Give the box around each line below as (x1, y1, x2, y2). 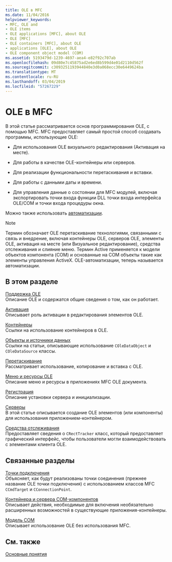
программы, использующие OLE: (5, 134, 79, 140)
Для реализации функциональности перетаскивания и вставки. (12, 169, 153, 175)
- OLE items (5, 27, 31, 32)
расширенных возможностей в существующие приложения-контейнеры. (5, 507, 167, 513)
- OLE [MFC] (5, 36, 31, 42)
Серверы (5, 404, 26, 411)
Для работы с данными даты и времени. (12, 179, 103, 185)
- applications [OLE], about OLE (5, 46, 77, 51)
